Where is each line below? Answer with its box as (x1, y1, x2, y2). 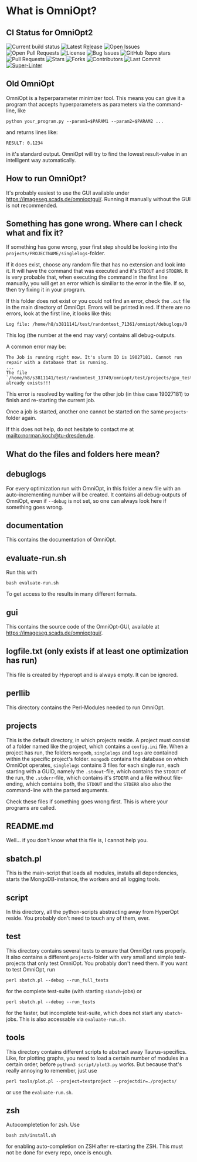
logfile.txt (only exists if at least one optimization (6, 646, 189, 656)
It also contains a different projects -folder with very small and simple (6, 953, 174, 960)
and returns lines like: (6, 128, 58, 136)
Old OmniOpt (6, 79, 55, 89)
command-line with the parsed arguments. (6, 786, 110, 793)
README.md (6, 821, 54, 831)
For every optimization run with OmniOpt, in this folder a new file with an (6, 485, 181, 492)
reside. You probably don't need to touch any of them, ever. (6, 914, 150, 921)
